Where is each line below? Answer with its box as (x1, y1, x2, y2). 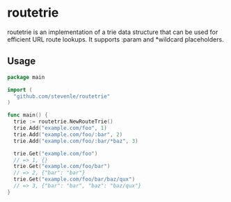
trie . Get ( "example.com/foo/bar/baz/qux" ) (13, 176, 136, 183)
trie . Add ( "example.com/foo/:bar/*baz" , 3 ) (13, 137, 138, 144)
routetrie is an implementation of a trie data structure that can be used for (7, 28, 218, 36)
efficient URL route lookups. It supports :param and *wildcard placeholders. (7, 35, 224, 43)
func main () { (7, 112, 49, 119)
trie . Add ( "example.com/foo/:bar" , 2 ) (13, 131, 123, 138)
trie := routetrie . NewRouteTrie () (13, 118, 113, 126)
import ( (7, 86, 33, 93)
